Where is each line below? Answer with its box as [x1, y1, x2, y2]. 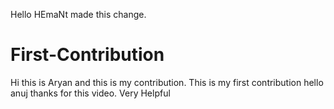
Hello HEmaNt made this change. [10, 9, 147, 20]
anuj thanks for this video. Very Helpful [10, 87, 171, 99]
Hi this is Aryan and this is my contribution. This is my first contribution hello [10, 76, 324, 88]
